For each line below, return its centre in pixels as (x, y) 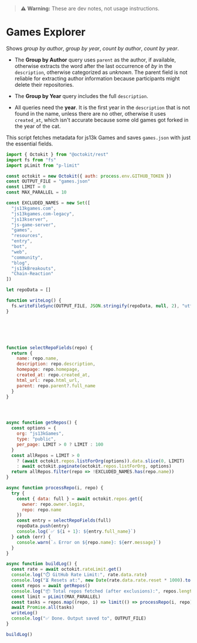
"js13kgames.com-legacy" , (43, 214)
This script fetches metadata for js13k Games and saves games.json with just (98, 137)
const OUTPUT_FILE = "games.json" (48, 181)
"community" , (27, 258)
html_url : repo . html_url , (48, 380)
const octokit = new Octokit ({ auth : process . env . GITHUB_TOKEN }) (89, 176)
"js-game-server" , (34, 225)
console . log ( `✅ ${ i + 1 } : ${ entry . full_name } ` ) (76, 532)
